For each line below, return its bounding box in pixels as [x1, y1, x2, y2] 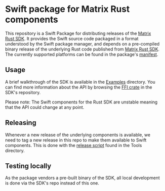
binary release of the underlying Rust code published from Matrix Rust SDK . [5, 46, 160, 52]
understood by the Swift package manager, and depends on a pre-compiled [5, 41, 160, 47]
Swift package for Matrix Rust [5, 3, 130, 15]
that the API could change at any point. [5, 104, 84, 110]
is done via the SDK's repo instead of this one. [5, 180, 100, 186]
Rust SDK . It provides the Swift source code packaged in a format [5, 36, 139, 42]
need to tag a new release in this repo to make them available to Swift [5, 137, 147, 143]
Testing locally [5, 162, 51, 170]
